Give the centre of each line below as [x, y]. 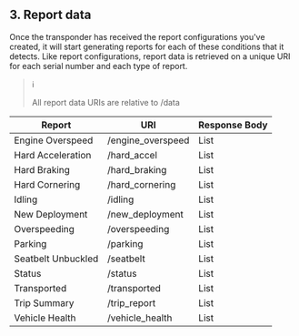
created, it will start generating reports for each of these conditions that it [147, 46]
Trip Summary [44, 302]
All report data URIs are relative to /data [105, 102]
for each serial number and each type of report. [99, 66]
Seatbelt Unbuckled [56, 259]
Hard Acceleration [53, 155]
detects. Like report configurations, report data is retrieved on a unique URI [150, 56]
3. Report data [50, 15]
